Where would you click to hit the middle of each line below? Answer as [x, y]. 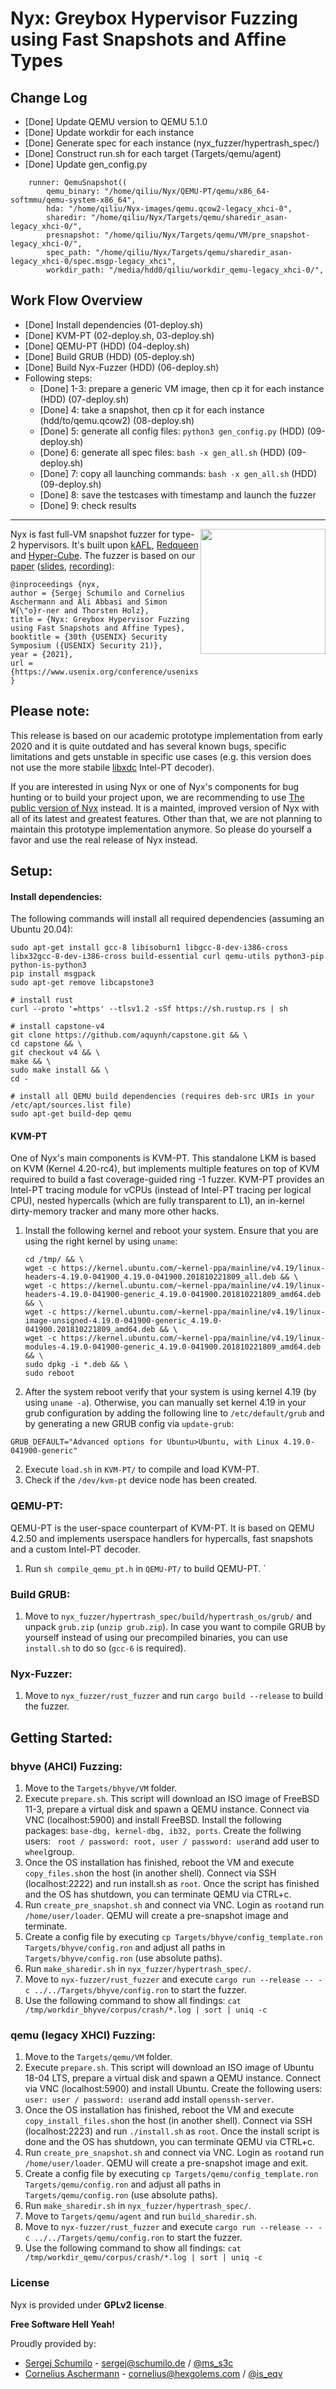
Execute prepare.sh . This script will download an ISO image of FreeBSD [172, 1798]
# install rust [42, 1000]
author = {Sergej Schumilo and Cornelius [98, 593]
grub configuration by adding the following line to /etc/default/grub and [174, 1413]
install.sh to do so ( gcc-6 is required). [105, 1648]
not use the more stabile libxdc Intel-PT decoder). [112, 767]
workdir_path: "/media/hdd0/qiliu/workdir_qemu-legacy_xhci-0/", [185, 270]
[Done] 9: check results [88, 505]
